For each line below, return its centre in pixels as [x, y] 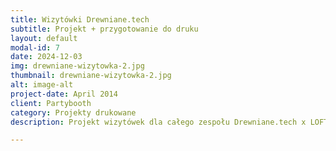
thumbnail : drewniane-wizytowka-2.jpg [91, 76]
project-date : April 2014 [64, 94]
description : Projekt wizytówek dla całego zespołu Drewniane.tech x [158, 122]
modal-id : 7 [35, 47]
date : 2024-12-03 [46, 57]
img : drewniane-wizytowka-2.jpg [77, 66]
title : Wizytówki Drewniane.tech [80, 19]
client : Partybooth [51, 103]
